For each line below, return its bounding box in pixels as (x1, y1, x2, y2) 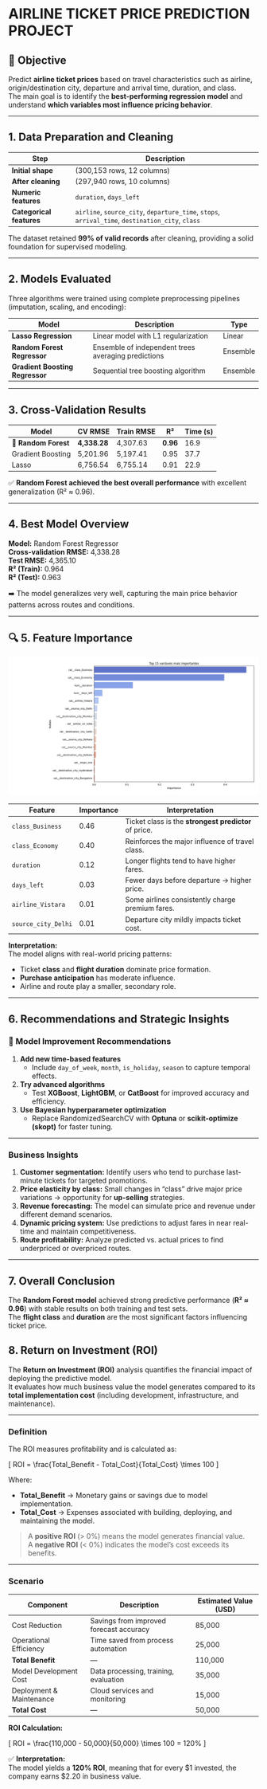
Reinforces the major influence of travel (125, 836, 254, 845)
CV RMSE (77, 426, 110, 436)
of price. (125, 826, 153, 835)
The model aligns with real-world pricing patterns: (8, 949, 172, 959)
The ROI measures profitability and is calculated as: (8, 1444, 177, 1454)
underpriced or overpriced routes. (19, 1244, 132, 1253)
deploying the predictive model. (8, 1373, 113, 1383)
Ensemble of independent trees (92, 342, 195, 351)
